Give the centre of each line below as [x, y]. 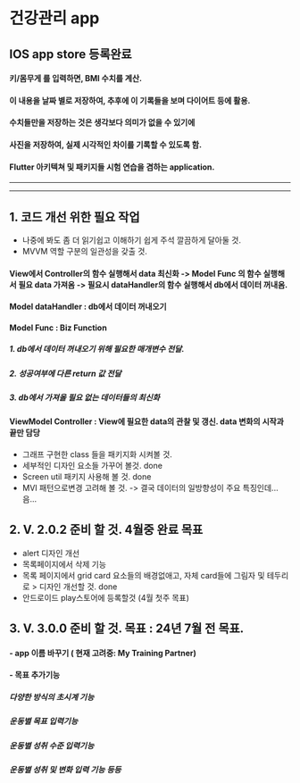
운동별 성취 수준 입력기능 [52, 746]
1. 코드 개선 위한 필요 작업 [75, 217]
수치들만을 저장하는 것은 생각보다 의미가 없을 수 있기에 [102, 122]
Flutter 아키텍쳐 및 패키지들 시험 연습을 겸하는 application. [112, 167]
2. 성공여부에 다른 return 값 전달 [66, 373]
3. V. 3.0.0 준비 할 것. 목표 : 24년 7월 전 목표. [127, 629]
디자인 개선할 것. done [78, 587]
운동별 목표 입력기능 [44, 721]
